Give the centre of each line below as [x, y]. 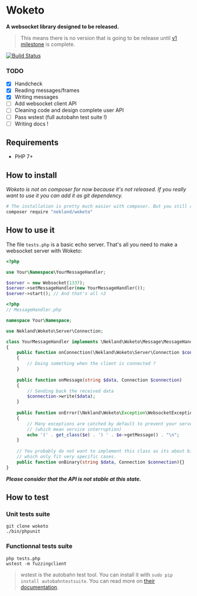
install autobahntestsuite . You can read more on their [88, 581]
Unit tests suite [28, 514]
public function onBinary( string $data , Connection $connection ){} [101, 462]
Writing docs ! [31, 124]
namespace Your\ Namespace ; [39, 320]
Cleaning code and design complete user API [69, 110]
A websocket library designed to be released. [62, 27]
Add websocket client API [46, 104]
